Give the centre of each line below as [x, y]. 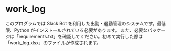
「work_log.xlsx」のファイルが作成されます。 [53, 43]
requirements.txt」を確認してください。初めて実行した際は [81, 36]
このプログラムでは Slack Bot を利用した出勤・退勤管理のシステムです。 [81, 23]
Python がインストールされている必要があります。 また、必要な [81, 30]
